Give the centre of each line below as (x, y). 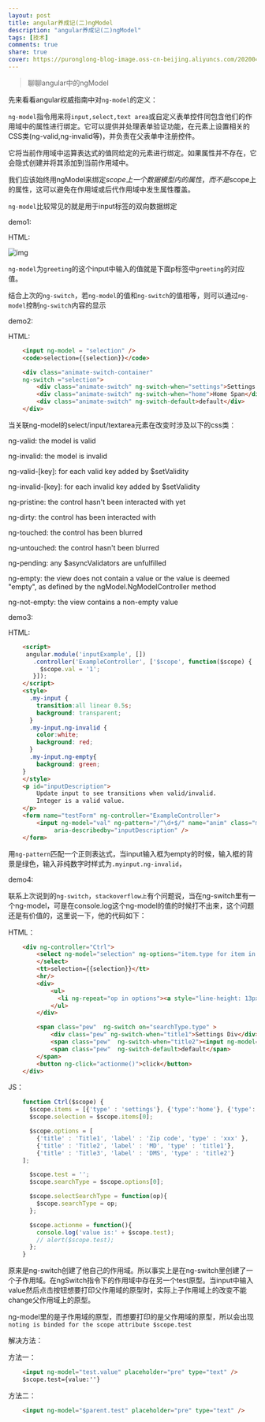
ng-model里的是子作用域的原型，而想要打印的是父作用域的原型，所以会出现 (131, 1317)
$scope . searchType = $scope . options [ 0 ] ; (96, 1182)
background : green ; (69, 764)
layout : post (30, 15)
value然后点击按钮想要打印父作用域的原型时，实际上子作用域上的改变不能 (127, 1290)
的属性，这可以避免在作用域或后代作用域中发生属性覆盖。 (101, 189)
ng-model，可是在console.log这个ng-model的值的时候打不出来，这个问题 (134, 905)
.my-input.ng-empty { (63, 757)
